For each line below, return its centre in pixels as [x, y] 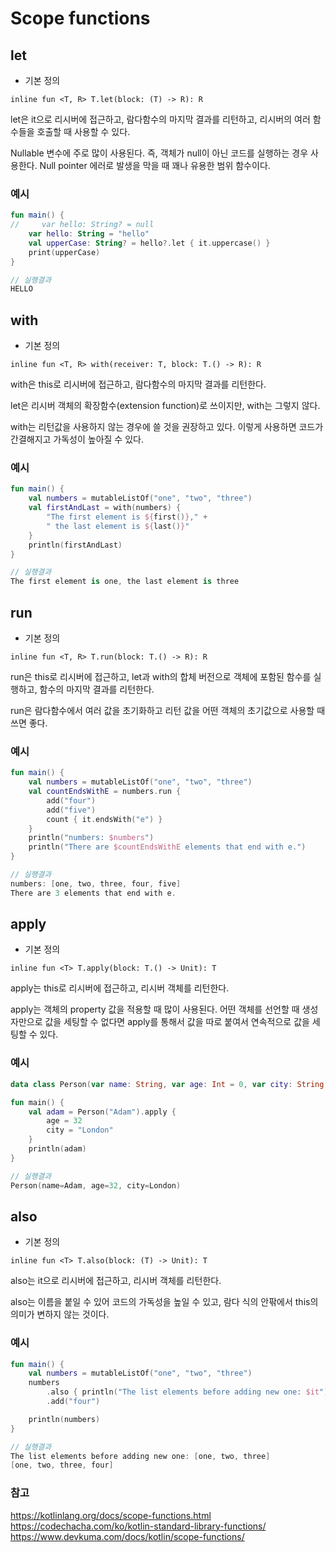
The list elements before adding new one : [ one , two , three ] [140, 1456]
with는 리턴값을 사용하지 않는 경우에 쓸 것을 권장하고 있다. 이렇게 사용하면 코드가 [167, 427]
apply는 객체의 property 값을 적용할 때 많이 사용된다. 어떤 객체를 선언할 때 [155, 1009]
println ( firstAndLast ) [75, 545]
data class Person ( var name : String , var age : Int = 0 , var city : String [167, 1084]
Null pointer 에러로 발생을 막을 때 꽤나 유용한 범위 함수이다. [155, 165]
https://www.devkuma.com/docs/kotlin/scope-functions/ [127, 1536]
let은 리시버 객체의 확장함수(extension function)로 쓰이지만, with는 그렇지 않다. [165, 406]
